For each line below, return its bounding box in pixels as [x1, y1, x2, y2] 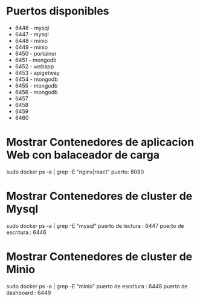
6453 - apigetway [15, 69, 60, 76]
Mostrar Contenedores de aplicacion [6, 135, 195, 149]
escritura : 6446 [6, 228, 47, 236]
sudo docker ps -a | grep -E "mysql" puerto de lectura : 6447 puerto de [6, 222, 184, 229]
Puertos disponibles [6, 4, 110, 18]
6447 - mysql [15, 30, 50, 37]
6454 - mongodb [15, 76, 59, 83]
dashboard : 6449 [6, 289, 51, 296]
